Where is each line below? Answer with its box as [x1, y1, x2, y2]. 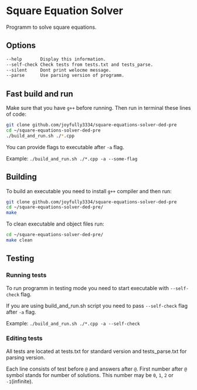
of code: [6, 110, 26, 118]
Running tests [6, 271, 47, 280]
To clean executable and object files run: [6, 220, 104, 227]
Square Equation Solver [6, 4, 123, 18]
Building [6, 172, 37, 182]
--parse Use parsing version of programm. [6, 72, 125, 79]
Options [6, 41, 36, 51]
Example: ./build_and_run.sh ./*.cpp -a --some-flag [6, 154, 138, 162]
